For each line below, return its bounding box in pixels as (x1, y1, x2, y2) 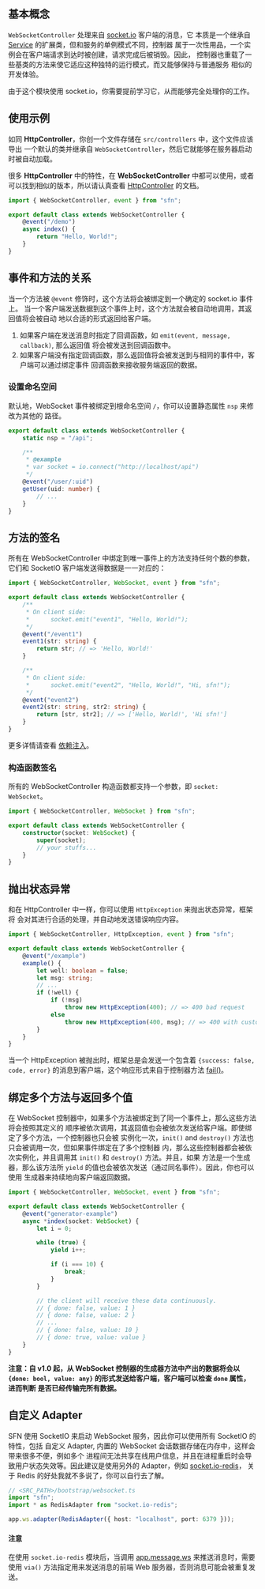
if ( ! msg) (50, 996, 83, 1004)
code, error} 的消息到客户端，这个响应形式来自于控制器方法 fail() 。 (8, 1066, 229, 1075)
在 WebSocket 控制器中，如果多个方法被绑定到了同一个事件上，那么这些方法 (8, 1113, 257, 1123)
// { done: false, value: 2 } (36, 1312, 136, 1319)
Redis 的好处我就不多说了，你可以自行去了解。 (17, 1470, 169, 1480)
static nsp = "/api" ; (22, 434, 93, 442)
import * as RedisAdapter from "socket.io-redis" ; (8, 1501, 178, 1509)
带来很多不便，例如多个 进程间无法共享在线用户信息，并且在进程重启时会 (8, 1451, 245, 1460)
